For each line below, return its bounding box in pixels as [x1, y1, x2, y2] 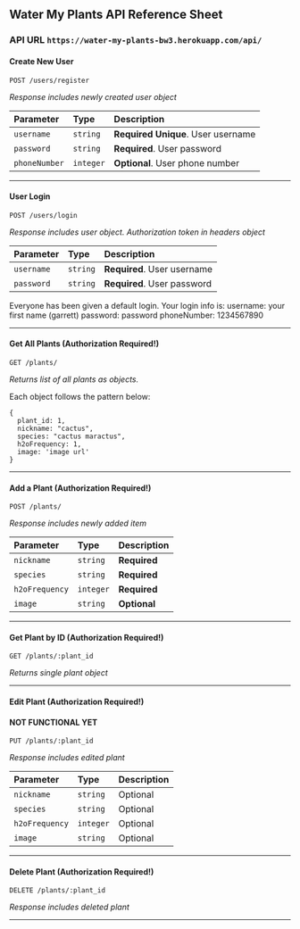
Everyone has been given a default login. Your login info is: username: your [9, 300, 286, 311]
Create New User [9, 55, 74, 66]
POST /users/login [9, 211, 78, 220]
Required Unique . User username [113, 128, 256, 140]
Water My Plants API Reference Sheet [9, 7, 223, 22]
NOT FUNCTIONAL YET [9, 717, 98, 727]
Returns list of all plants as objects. [9, 374, 139, 385]
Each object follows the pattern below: [9, 391, 151, 402]
